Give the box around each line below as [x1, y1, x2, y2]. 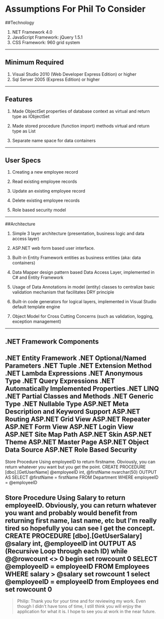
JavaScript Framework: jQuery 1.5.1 [12, 34, 83, 40]
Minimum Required [5, 58, 64, 66]
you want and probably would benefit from [5, 508, 138, 517]
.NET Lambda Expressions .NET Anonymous [5, 369, 143, 377]
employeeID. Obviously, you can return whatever [5, 501, 157, 509]
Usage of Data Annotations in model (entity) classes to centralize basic [12, 284, 155, 290]
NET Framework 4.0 [12, 29, 53, 35]
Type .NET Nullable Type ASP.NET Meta [5, 400, 129, 408]
